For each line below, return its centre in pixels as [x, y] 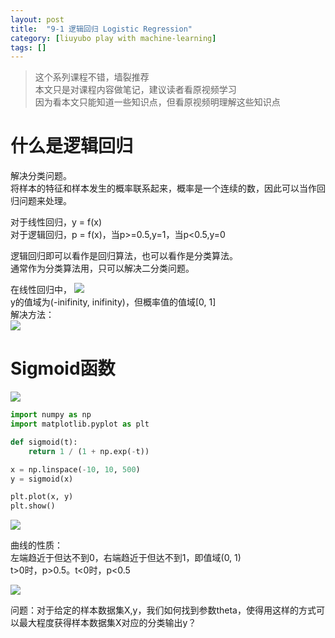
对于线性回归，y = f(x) [56, 222]
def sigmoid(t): [44, 442]
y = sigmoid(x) [42, 479]
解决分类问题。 [41, 176]
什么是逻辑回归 [72, 146]
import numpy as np [51, 415]
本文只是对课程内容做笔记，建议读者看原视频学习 [135, 90]
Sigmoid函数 [63, 368]
